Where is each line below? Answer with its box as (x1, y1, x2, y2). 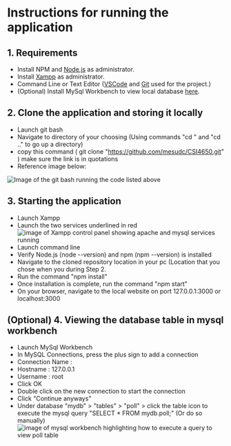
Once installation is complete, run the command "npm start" (17, 279, 188, 287)
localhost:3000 (17, 294, 61, 303)
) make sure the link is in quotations (17, 154, 119, 163)
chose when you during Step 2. (17, 265, 107, 273)
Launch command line (17, 243, 81, 251)
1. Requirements (7, 47, 78, 59)
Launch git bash (17, 125, 63, 134)
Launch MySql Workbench (17, 343, 93, 352)
